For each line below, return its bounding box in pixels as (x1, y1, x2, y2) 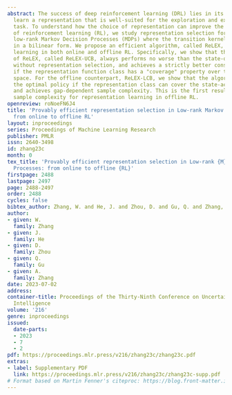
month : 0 (7, 152, 32, 159)
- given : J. (7, 229, 41, 236)
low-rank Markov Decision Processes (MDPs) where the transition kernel (13, 36, 227, 43)
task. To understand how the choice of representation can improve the (13, 23, 224, 30)
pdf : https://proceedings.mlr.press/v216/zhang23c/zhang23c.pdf (7, 351, 196, 359)
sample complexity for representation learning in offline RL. (13, 94, 199, 101)
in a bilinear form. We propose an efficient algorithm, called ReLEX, (13, 42, 224, 49)
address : (7, 287, 32, 295)
